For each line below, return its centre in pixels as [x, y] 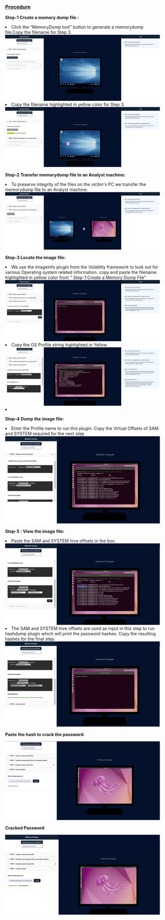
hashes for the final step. [30, 639]
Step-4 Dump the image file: [35, 419]
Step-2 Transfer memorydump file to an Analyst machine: [65, 175]
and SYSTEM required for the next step [45, 434]
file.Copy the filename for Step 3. [39, 32]
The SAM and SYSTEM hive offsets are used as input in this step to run [83, 628]
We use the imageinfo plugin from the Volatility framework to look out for [85, 267]
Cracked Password [25, 828]
